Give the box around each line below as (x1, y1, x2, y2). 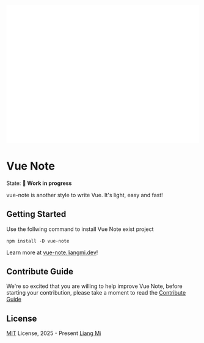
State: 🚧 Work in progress (6, 179, 72, 187)
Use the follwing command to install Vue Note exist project (6, 225, 154, 233)
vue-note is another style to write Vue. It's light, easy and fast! (6, 191, 163, 198)
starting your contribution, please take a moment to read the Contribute (6, 289, 186, 296)
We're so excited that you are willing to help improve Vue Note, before (6, 282, 183, 290)
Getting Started (6, 209, 67, 219)
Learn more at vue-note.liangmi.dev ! (6, 249, 98, 256)
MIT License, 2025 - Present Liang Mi (6, 330, 101, 337)
